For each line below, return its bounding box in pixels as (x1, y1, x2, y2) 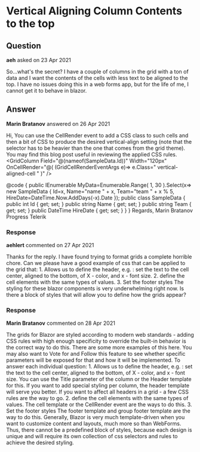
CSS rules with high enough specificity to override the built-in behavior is (6, 337, 186, 345)
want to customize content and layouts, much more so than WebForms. (6, 420, 181, 428)
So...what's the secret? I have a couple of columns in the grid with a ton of (6, 68, 189, 75)
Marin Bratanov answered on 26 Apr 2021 (6, 120, 110, 127)
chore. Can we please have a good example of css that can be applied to (6, 260, 186, 267)
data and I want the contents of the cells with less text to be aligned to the (6, 75, 188, 81)
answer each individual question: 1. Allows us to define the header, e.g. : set (6, 363, 193, 370)
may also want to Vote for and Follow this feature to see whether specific (6, 350, 186, 358)
